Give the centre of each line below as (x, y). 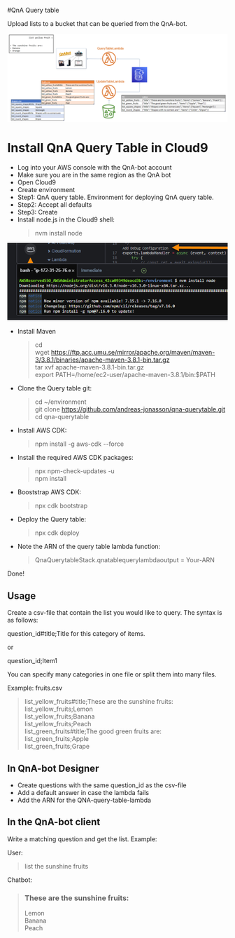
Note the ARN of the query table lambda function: (89, 547)
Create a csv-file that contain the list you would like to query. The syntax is (115, 613)
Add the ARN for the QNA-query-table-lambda (84, 800)
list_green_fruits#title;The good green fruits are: (93, 731)
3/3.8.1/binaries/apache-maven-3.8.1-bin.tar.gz (102, 360)
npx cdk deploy (57, 533)
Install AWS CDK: (42, 430)
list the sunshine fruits (56, 866)
